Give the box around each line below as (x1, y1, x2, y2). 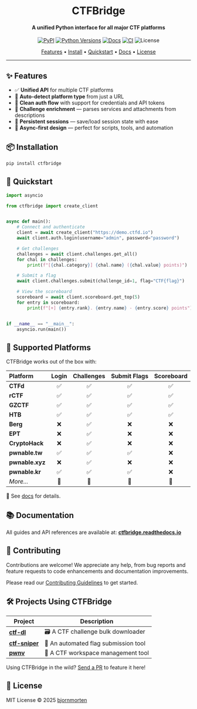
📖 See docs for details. (6, 492, 61, 500)
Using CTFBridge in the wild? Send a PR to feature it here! (6, 664, 146, 671)
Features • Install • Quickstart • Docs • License (40, 48, 157, 55)
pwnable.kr (9, 468, 41, 476)
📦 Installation (6, 142, 59, 152)
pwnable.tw (9, 449, 43, 457)
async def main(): (6, 219, 51, 224)
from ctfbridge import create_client (6, 203, 98, 209)
